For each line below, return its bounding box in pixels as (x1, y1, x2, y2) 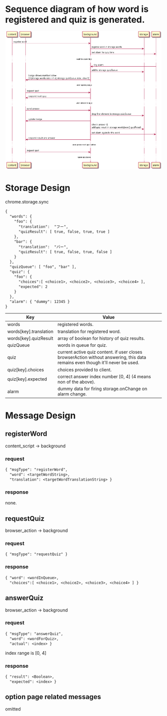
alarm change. (57, 391, 87, 397)
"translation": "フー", (18, 224, 69, 229)
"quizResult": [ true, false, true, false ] (18, 249, 112, 254)
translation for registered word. (57, 328, 121, 334)
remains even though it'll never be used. (57, 360, 139, 366)
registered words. (57, 321, 93, 327)
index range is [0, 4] (5, 650, 47, 656)
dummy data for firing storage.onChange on (57, 386, 148, 392)
